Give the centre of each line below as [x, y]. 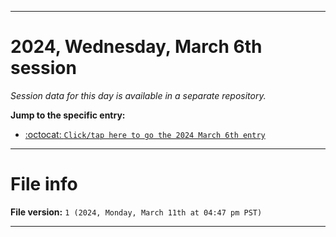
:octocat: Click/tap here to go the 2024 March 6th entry [145, 134]
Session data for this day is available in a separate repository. [138, 95]
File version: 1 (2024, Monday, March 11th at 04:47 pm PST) [136, 212]
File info [44, 184]
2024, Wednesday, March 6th [136, 47]
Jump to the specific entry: [68, 115]
